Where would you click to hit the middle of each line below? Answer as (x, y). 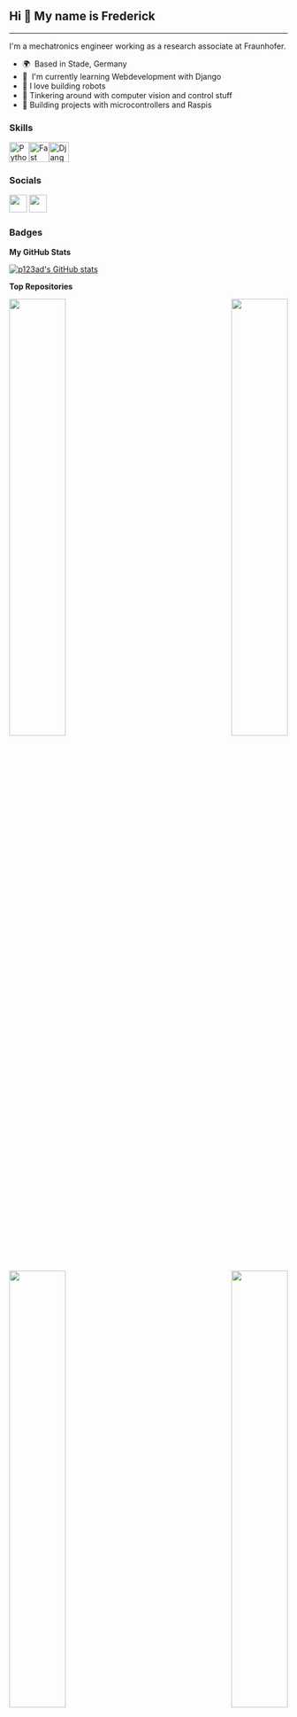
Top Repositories (41, 286)
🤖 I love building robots (64, 86)
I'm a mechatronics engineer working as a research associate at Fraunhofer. (148, 46)
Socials (25, 181)
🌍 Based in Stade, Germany (74, 64)
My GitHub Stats (40, 252)
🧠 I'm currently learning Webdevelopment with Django (122, 76)
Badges (26, 233)
